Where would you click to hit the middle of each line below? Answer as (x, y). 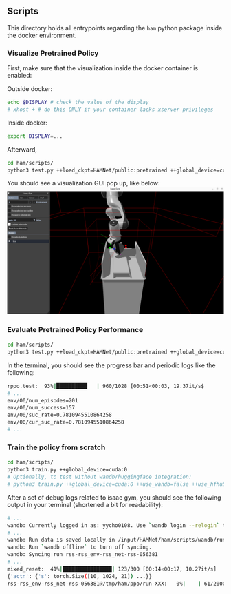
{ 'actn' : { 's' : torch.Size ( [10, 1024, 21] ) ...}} (80, 576)
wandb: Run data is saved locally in (61, 540)
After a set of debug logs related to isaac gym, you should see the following (114, 497)
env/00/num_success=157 (41, 408)
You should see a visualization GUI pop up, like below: (84, 183)
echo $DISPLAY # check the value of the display (78, 103)
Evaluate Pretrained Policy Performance (75, 329)
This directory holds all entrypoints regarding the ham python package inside (115, 28)
